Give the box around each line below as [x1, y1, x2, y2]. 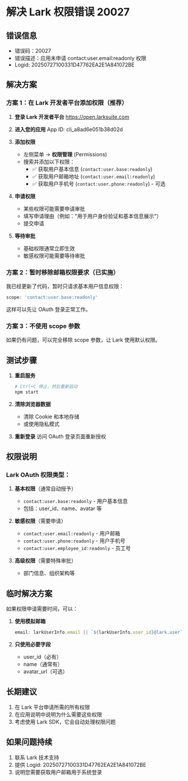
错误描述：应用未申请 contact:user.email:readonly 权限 [14, 55, 146, 62]
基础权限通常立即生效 [23, 244, 75, 252]
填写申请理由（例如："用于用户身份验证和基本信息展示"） [23, 212, 162, 219]
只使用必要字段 [14, 641, 51, 648]
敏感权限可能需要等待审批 [23, 252, 86, 259]
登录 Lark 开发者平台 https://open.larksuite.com [14, 113, 130, 120]
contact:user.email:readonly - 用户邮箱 [23, 530, 121, 537]
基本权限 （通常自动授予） [14, 485, 77, 492]
